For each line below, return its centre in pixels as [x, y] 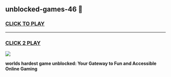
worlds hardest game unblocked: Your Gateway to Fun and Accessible [81, 63]
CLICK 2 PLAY [23, 43]
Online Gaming [21, 68]
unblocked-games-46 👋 [44, 9]
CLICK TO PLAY [25, 24]
